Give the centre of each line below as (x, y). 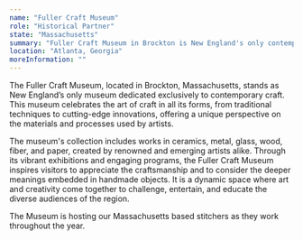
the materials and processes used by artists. (92, 124)
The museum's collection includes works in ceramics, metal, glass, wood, (146, 141)
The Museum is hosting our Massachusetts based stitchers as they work (144, 216)
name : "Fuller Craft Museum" (64, 18)
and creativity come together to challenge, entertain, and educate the (138, 189)
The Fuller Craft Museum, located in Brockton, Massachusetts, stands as (144, 85)
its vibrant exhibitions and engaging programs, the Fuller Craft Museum (142, 160)
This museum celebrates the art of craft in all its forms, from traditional (141, 104)
